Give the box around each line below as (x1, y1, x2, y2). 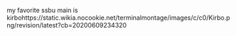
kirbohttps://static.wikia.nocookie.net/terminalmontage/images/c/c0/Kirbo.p (6, 13, 231, 22)
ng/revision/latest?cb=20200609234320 (6, 21, 127, 29)
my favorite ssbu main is (6, 6, 78, 14)
